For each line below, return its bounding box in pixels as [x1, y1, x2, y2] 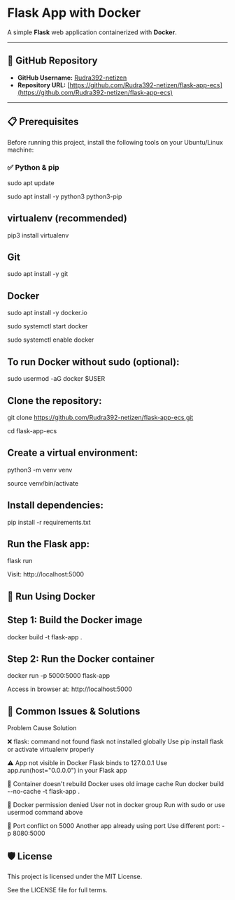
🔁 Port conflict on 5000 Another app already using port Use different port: [7, 822, 220, 830]
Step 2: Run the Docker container [7, 653, 155, 665]
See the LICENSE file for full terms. [7, 886, 108, 894]
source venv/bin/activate [7, 479, 79, 487]
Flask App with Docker [7, 5, 141, 21]
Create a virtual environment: [7, 447, 138, 459]
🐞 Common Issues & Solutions [7, 705, 141, 717]
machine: [7, 145, 34, 154]
